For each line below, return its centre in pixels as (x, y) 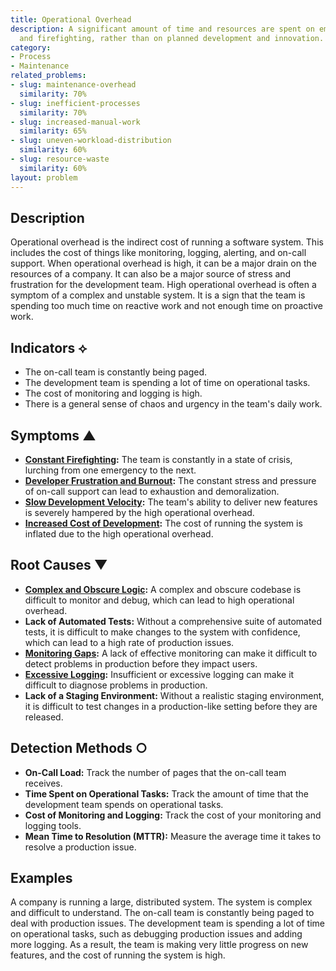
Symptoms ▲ (53, 435)
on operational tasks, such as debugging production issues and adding (156, 934)
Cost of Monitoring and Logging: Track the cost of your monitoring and (173, 815)
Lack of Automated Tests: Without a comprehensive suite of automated (173, 621)
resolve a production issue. (80, 847)
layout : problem (44, 177)
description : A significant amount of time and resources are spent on (162, 29)
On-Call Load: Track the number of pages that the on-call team (155, 772)
